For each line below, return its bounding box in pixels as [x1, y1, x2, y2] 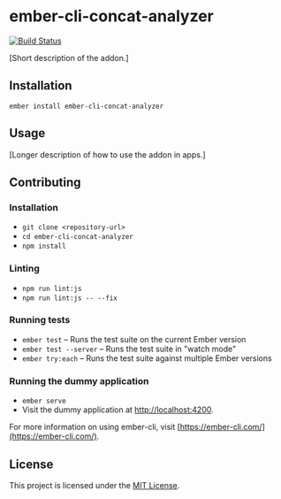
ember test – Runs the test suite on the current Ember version [21, 334, 247, 344]
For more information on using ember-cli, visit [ [9, 422, 181, 433]
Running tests [9, 314, 71, 326]
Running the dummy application [9, 374, 149, 387]
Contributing [9, 174, 81, 189]
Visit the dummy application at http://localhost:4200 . [21, 404, 214, 415]
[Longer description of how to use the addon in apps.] [9, 149, 206, 160]
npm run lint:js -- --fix [21, 294, 118, 303]
